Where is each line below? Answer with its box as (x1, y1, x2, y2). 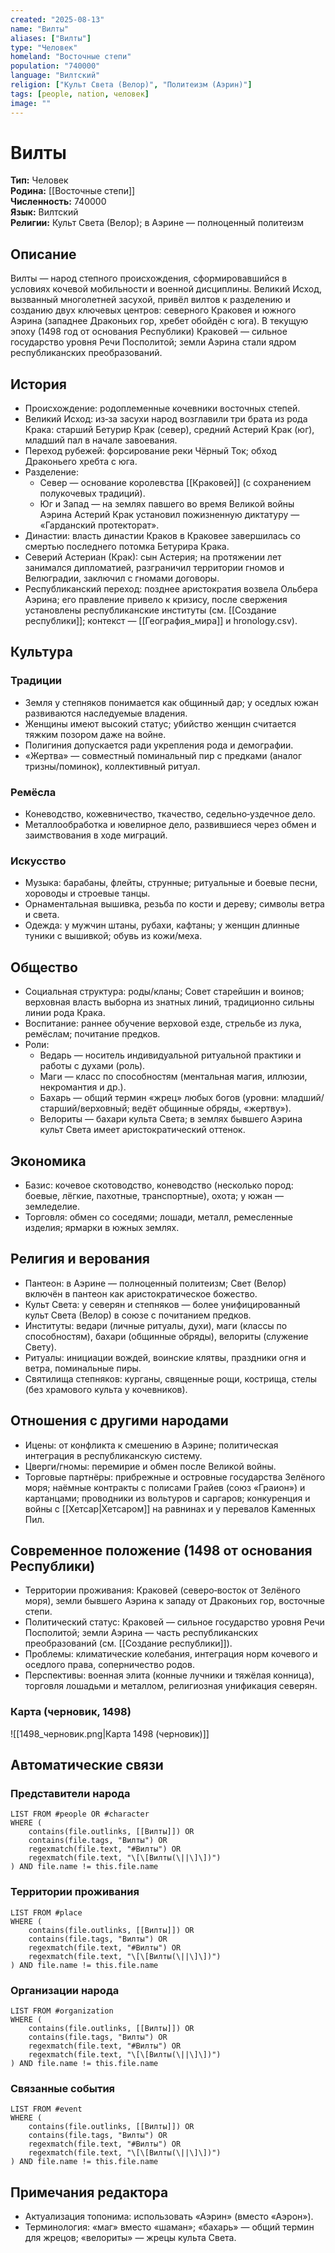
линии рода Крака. (24, 1007, 106, 1019)
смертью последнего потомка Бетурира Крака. (24, 541, 230, 553)
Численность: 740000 (10, 196, 107, 208)
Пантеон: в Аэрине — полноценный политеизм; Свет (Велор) (24, 1277, 287, 1289)
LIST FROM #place (10, 1907, 83, 1918)
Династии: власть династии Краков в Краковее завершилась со (24, 530, 301, 542)
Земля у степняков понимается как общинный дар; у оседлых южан (24, 696, 319, 708)
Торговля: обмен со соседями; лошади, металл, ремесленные (24, 1211, 293, 1223)
